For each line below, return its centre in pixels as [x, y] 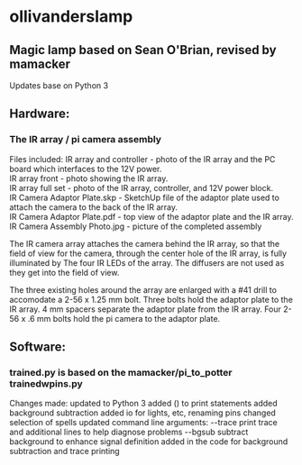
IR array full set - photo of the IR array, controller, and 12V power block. [141, 187]
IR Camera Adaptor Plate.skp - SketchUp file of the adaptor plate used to [144, 197]
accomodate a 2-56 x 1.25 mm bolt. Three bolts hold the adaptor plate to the [151, 299]
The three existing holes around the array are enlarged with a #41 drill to [143, 289]
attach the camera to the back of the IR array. [94, 207]
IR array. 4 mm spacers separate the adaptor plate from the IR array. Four [146, 309]
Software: [37, 347]
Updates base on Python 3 [59, 86]
